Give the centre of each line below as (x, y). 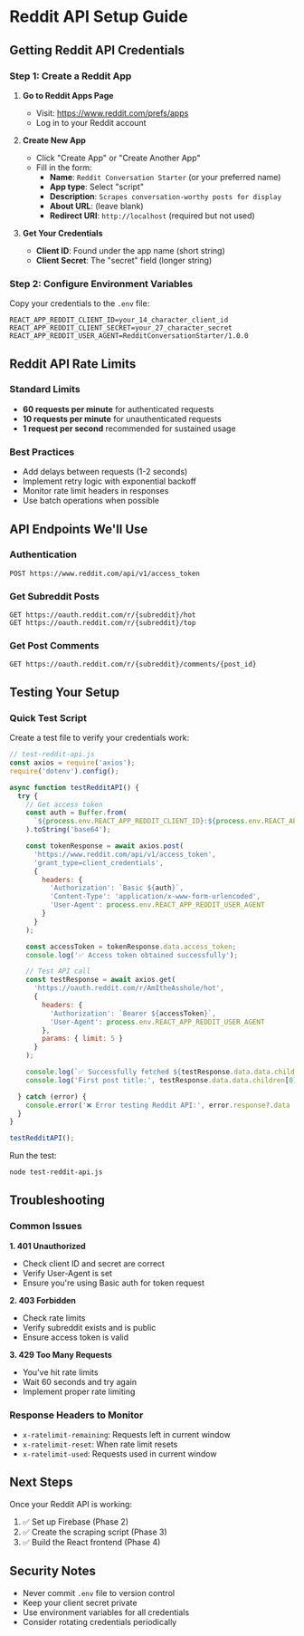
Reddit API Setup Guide (99, 17)
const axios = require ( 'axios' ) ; (72, 763)
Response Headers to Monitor (76, 1415)
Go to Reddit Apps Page (68, 95)
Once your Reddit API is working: (71, 1504)
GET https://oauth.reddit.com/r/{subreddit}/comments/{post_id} (133, 664)
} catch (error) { (52, 1097)
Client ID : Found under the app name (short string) (131, 250)
